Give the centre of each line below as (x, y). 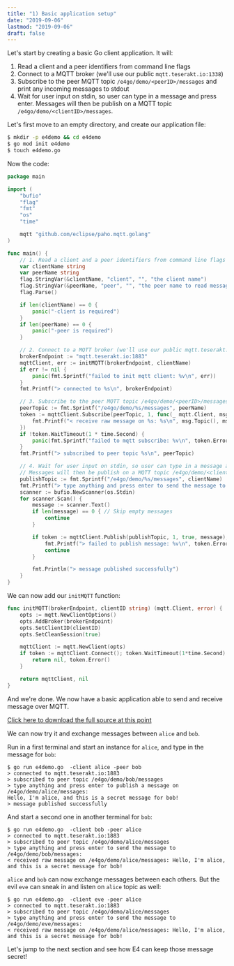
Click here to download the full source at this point (79, 719)
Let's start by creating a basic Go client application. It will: (90, 53)
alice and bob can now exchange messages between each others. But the (114, 879)
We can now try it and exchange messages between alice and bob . (104, 733)
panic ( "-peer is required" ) (73, 331)
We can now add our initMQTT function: (64, 595)
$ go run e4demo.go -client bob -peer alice (74, 829)
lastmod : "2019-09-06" (40, 27)
